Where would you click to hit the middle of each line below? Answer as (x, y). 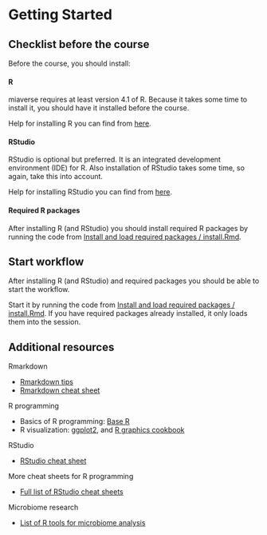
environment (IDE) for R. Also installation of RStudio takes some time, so (127, 168)
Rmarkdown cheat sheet (60, 390)
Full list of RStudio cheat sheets (71, 492)
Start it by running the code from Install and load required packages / (122, 305)
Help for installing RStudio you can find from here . (90, 192)
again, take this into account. (56, 177)
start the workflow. (39, 289)
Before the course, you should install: (69, 63)
